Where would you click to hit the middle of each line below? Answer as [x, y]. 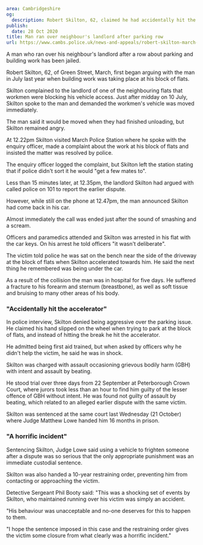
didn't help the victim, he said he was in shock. [65, 353]
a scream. [19, 226]
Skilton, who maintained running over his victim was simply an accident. [96, 499]
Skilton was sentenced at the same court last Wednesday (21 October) [94, 414]
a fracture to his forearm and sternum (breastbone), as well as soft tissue [97, 287]
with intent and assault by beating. [49, 371]
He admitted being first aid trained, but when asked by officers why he [94, 347]
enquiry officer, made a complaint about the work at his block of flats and [98, 146]
